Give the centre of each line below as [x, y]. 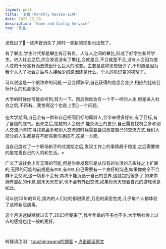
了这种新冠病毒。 [23, 205]
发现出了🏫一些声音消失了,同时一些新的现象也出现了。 [59, 43]
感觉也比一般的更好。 [35, 221]
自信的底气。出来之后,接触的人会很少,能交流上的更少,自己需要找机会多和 [83, 124]
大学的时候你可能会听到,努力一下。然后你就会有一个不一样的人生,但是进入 [80, 99]
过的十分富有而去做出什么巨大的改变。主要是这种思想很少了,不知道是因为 [84, 66]
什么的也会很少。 [27, 89]
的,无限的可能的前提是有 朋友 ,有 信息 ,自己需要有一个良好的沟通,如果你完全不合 [82, 169]
